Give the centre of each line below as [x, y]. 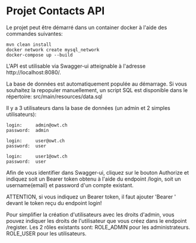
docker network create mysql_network [53, 50]
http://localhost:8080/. [34, 72]
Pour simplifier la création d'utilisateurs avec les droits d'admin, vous [90, 214]
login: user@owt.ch [36, 141]
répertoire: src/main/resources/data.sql [54, 96]
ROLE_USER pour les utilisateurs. [46, 233]
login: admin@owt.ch [37, 125]
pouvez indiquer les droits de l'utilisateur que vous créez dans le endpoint [97, 220]
